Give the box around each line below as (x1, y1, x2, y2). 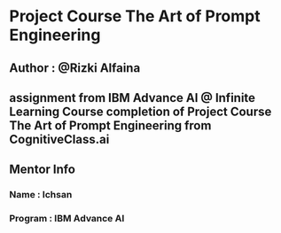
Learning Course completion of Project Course (9, 104, 272, 119)
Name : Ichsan (9, 189, 73, 201)
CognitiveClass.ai (9, 131, 110, 147)
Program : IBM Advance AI (9, 213, 125, 225)
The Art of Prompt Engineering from (9, 118, 212, 133)
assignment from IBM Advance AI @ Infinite (9, 90, 255, 105)
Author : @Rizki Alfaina (9, 60, 141, 75)
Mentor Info (9, 162, 75, 177)
